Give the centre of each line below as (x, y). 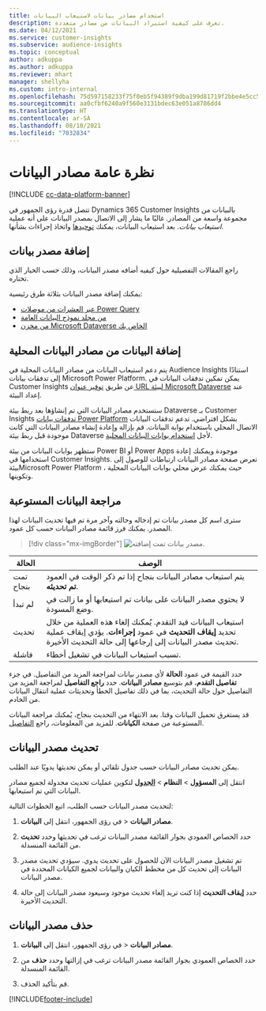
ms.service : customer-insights (60, 38)
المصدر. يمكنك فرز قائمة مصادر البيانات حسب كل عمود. (91, 528)
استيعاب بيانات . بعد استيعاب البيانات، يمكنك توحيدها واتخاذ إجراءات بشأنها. (116, 226)
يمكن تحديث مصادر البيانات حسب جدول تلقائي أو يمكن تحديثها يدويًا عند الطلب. (124, 767)
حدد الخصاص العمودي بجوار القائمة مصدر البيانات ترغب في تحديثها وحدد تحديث (136, 836)
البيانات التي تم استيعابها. (45, 790)
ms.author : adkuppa (41, 67)
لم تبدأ (23, 604)
